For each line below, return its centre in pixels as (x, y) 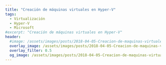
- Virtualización (27, 19)
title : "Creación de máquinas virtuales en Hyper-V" (61, 10)
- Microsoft (22, 28)
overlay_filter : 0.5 (31, 50)
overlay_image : (25, 46)
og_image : (20, 55)
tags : (11, 14)
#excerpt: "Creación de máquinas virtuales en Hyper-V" (64, 32)
